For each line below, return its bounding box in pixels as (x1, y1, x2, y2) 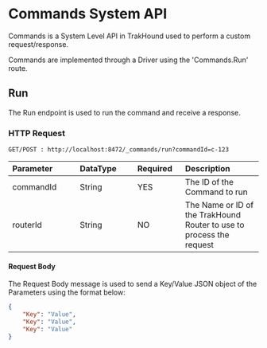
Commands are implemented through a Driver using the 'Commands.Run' (8, 55, 249, 65)
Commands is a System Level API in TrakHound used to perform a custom (8, 31, 251, 41)
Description (185, 163, 230, 174)
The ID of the (185, 177, 234, 188)
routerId (12, 220, 42, 231)
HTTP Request (8, 127, 66, 139)
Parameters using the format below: (8, 287, 126, 297)
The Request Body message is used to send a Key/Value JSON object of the (8, 280, 257, 289)
